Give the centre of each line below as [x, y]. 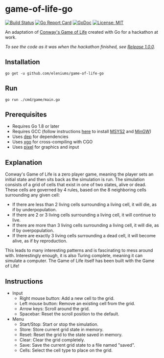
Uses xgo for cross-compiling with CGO [52, 142]
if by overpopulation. [33, 230]
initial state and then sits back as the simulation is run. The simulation [75, 179]
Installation [23, 62]
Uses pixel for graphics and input [46, 147]
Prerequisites [26, 114]
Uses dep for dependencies [40, 137]
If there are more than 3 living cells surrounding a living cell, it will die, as [85, 225]
